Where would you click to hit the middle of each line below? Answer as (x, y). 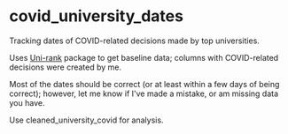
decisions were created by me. (66, 67)
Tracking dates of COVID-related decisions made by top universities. (134, 41)
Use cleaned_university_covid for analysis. (86, 120)
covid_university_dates (97, 16)
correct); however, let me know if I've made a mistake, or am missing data (144, 93)
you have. (27, 102)
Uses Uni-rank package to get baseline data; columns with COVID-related (144, 57)
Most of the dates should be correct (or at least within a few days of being (144, 84)
